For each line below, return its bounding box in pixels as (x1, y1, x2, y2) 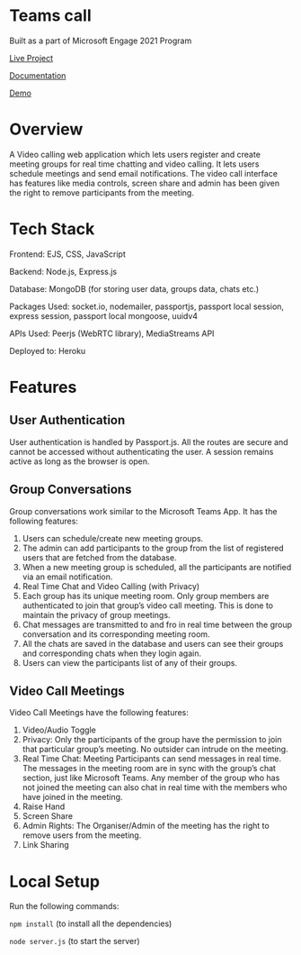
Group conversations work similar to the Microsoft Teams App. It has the (9, 505, 278, 516)
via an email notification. (22, 571, 113, 582)
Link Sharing (22, 840, 69, 850)
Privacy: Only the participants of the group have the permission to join (22, 734, 282, 745)
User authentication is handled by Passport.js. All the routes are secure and (9, 436, 289, 447)
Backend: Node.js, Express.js (9, 266, 118, 277)
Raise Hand (22, 801, 66, 812)
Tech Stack (9, 219, 95, 240)
